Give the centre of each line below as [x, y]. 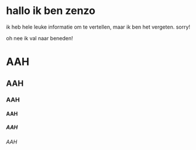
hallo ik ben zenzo [51, 11]
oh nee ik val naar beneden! [39, 38]
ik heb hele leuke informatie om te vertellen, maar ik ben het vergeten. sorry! [98, 27]
